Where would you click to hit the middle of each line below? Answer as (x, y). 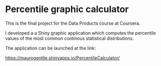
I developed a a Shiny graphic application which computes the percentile (80, 33)
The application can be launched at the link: (51, 48)
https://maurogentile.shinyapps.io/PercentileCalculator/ (62, 58)
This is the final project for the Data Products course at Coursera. (73, 23)
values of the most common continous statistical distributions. (70, 38)
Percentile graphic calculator (67, 9)
